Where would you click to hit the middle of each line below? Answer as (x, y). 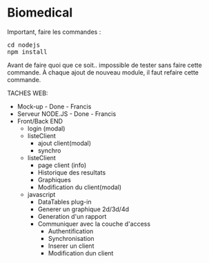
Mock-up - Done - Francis (54, 106)
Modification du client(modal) (80, 187)
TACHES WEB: (28, 93)
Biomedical (40, 13)
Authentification (71, 231)
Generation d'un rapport (72, 216)
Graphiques (54, 179)
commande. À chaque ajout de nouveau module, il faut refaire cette (103, 72)
